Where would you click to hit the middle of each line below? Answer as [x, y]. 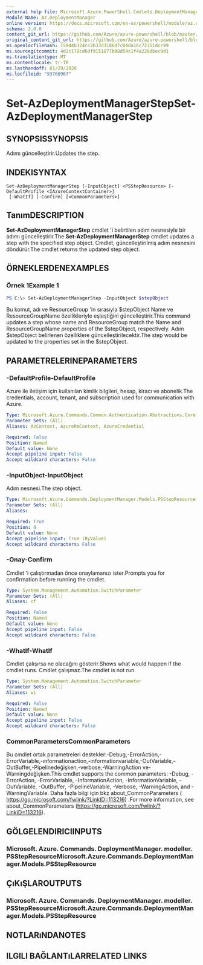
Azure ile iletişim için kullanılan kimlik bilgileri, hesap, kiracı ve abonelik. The [100, 391]
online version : [27, 23]
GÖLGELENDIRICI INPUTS [54, 832]
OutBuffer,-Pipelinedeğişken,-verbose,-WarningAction [74, 767]
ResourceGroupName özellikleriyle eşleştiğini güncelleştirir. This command [98, 316]
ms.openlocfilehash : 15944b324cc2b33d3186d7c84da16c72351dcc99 [88, 46]
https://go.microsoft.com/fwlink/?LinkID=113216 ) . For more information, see [100, 800]
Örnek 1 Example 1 [33, 286]
